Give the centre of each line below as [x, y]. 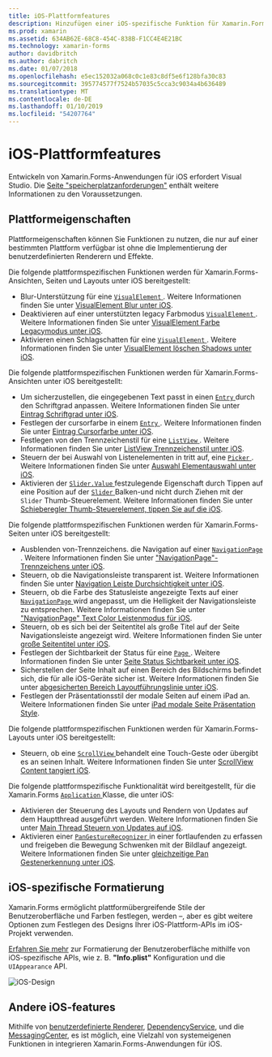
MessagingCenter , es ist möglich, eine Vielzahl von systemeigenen [120, 1035]
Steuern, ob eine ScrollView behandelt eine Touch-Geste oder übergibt [139, 753]
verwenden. [53, 933]
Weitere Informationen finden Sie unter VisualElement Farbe [120, 322]
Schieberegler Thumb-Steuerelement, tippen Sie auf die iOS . [121, 509]
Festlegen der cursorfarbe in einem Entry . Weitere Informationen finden [140, 422]
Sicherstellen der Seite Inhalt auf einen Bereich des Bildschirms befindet [140, 670]
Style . [30, 713]
